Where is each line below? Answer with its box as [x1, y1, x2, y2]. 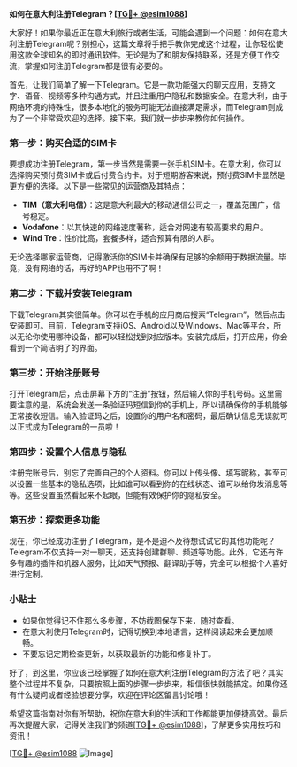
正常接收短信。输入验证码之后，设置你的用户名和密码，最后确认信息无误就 [9, 410, 280, 421]
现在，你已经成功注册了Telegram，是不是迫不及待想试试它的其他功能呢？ [9, 536, 276, 546]
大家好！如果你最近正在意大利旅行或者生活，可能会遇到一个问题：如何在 [9, 27, 272, 38]
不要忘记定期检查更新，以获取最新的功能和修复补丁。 [21, 648, 217, 659]
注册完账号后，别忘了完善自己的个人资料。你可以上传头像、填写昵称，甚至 [9, 468, 280, 478]
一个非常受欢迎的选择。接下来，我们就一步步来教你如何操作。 [24, 112, 249, 123]
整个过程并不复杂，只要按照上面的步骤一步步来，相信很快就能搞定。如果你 [9, 678, 280, 689]
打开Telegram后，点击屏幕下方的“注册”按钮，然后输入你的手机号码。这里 [9, 388, 275, 399]
